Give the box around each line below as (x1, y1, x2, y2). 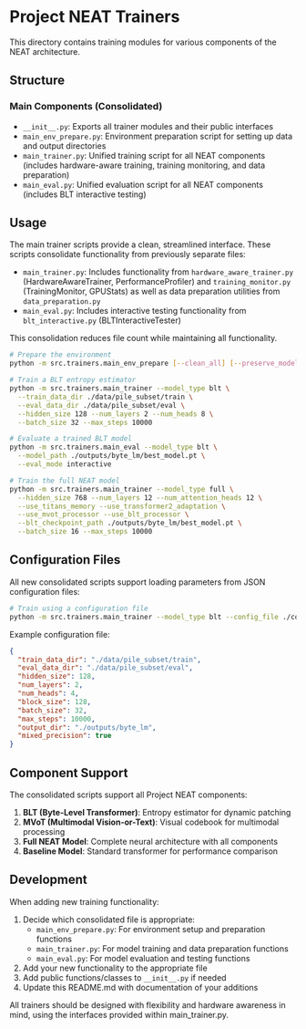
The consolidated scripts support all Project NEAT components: (9, 789, 248, 800)
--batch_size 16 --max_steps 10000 (17, 527, 153, 536)
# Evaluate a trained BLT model (9, 434, 132, 443)
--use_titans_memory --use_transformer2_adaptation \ (17, 502, 226, 511)
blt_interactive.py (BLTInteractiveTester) (22, 315, 182, 326)
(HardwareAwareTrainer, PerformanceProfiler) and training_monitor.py (22, 276, 291, 287)
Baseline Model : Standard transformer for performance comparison (22, 846, 279, 857)
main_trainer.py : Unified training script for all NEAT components (22, 150, 266, 161)
